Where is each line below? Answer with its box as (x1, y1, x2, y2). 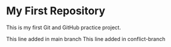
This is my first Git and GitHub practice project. (6, 24, 121, 31)
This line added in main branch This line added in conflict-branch (6, 35, 166, 42)
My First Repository (6, 4, 106, 18)
